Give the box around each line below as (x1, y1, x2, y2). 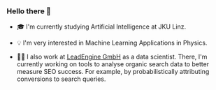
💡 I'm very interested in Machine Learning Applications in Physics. (16, 38, 208, 47)
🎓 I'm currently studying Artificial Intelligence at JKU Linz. (16, 22, 187, 31)
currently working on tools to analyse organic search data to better (16, 60, 210, 68)
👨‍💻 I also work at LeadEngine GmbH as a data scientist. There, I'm (16, 52, 208, 61)
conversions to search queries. (16, 75, 106, 83)
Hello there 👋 (6, 6, 52, 16)
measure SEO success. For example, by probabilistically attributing (16, 68, 210, 76)
